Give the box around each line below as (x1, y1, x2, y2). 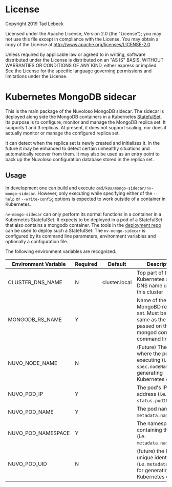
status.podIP (136, 398, 168, 403)
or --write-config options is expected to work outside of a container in (15, 196, 166, 202)
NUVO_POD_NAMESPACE (8, 430, 70, 437)
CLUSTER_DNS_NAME (8, 279, 62, 286)
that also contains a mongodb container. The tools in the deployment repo (5, 222, 161, 228)
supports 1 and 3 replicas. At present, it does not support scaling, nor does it (5, 124, 167, 130)
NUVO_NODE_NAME (8, 359, 58, 366)
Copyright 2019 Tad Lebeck (5, 21, 64, 27)
